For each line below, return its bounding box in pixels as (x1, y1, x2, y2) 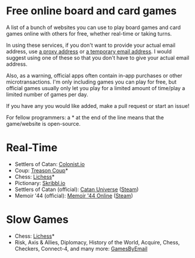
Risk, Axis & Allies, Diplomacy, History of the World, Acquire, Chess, (14, 238, 180, 246)
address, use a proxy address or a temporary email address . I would (6, 47, 172, 55)
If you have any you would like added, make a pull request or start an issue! (6, 102, 190, 109)
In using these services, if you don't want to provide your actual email (6, 42, 175, 49)
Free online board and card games (6, 4, 177, 18)
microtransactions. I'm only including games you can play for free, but (6, 78, 177, 85)
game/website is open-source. (6, 120, 81, 127)
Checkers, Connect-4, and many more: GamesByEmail (14, 245, 148, 252)
